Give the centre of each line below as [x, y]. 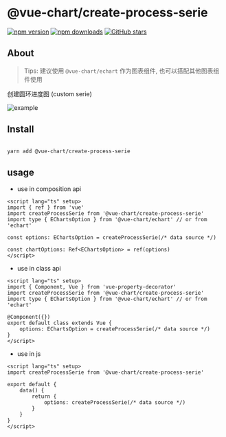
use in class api [39, 269]
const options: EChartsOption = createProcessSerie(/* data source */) [112, 238]
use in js [29, 354]
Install [21, 130]
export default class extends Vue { [59, 323]
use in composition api [49, 189]
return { [44, 396]
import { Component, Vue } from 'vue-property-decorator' [92, 287]
